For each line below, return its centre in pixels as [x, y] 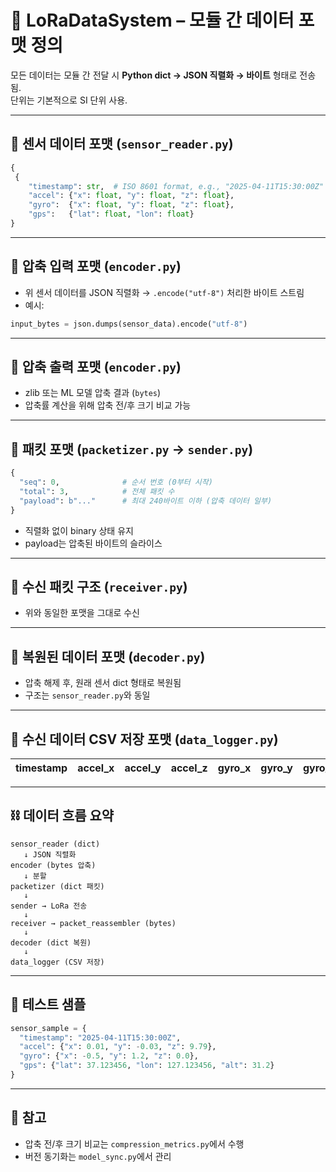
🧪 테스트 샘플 [48, 1004]
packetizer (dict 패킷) [57, 886]
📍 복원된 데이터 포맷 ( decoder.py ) [108, 656]
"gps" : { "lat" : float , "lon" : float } [111, 214]
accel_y [143, 768]
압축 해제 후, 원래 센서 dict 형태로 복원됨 [103, 683]
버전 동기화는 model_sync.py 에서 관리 [98, 1156]
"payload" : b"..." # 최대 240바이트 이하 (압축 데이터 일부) [146, 501]
